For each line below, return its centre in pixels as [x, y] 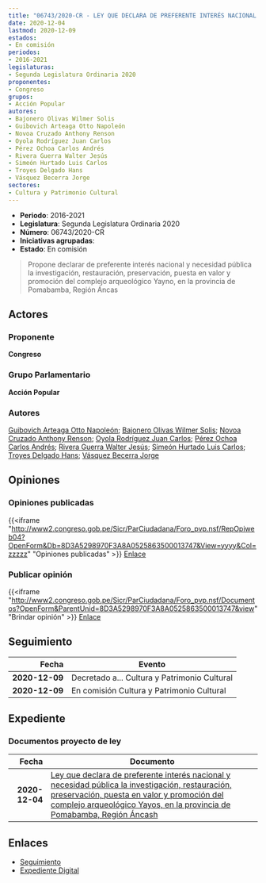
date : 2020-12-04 [37, 23]
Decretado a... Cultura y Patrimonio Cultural [152, 678]
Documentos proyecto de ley [65, 741]
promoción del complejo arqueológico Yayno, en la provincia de [131, 281]
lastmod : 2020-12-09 [42, 30]
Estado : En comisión [53, 249]
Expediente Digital [49, 870]
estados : [23, 38]
